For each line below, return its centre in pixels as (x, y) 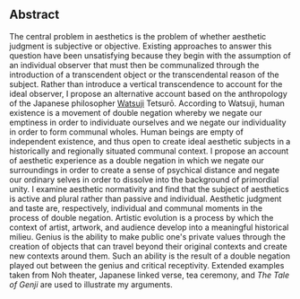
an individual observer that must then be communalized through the (134, 65)
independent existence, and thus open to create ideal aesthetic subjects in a (150, 141)
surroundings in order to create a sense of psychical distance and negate (145, 170)
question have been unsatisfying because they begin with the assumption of (150, 55)
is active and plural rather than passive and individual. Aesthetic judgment (146, 198)
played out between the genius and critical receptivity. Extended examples (147, 265)
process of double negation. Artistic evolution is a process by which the (141, 217)
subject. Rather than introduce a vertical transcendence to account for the (146, 84)
